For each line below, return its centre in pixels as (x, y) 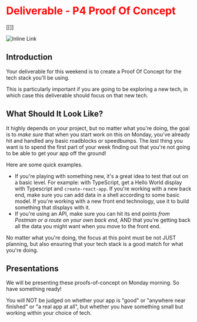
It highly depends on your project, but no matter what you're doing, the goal (98, 128)
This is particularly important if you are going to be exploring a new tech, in (97, 89)
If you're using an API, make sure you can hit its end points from (92, 213)
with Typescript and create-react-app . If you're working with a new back (103, 188)
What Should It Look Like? (55, 114)
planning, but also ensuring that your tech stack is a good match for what (95, 244)
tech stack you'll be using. (38, 77)
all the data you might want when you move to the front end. (88, 226)
